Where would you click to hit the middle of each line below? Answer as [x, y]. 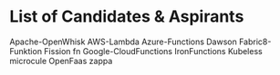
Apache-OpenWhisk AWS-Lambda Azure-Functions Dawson [123, 42]
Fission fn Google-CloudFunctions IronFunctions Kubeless [153, 51]
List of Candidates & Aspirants [127, 17]
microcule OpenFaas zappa [61, 61]
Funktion [26, 51]
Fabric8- [255, 42]
